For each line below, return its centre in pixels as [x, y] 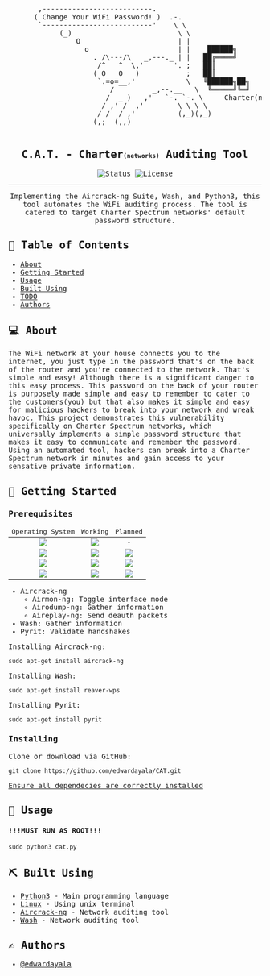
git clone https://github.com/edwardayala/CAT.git [95, 770]
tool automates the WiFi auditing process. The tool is [135, 204]
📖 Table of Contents [69, 245]
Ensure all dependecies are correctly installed [106, 785]
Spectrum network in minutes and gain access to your [117, 459]
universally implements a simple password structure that [125, 434]
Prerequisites [41, 514]
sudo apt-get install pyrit [55, 719]
